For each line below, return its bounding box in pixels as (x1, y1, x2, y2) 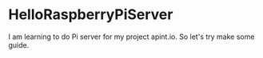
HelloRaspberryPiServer (8, 6, 173, 24)
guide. (8, 40, 30, 49)
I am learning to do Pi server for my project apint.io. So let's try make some (8, 32, 255, 41)
